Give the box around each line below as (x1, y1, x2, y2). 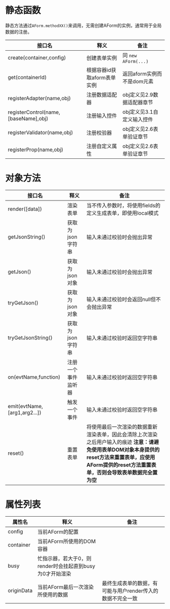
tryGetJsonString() (8, 334, 53, 341)
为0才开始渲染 (37, 570, 72, 577)
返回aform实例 (122, 70, 157, 77)
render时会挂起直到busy (37, 562, 96, 569)
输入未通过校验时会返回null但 (86, 295, 156, 302)
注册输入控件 (86, 112, 117, 119)
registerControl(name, (8, 109, 61, 116)
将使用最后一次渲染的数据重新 (86, 423, 158, 430)
